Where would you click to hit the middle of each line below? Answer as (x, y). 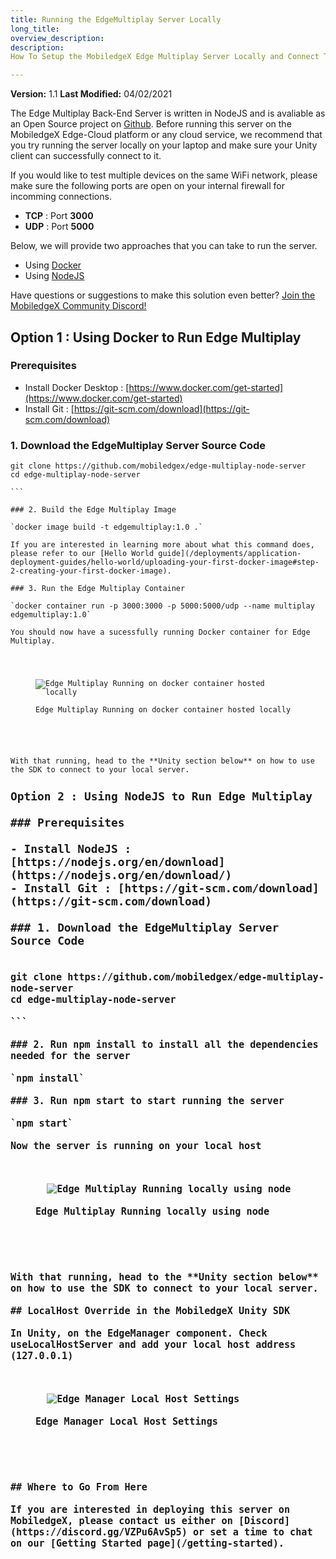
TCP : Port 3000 (59, 216)
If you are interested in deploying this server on (150, 1510)
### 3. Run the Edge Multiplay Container (98, 589)
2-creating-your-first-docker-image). (91, 571)
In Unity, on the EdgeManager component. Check (139, 1333)
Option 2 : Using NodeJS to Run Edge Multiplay (161, 796)
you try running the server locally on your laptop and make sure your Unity (164, 145)
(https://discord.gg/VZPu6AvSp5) (99, 1532)
